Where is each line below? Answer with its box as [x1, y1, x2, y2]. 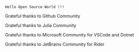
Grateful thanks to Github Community [5, 13, 81, 19]
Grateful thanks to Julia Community [5, 22, 77, 28]
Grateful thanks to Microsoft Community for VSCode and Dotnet [5, 32, 135, 37]
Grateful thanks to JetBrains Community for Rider [5, 41, 105, 47]
